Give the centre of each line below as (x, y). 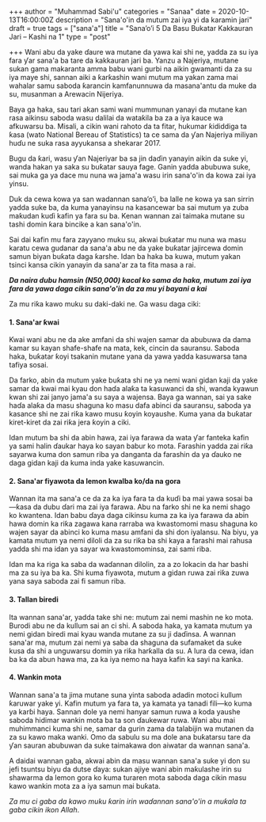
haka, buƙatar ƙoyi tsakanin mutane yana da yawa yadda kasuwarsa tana (128, 356)
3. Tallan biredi (34, 599)
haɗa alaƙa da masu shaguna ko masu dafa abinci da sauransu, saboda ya (130, 405)
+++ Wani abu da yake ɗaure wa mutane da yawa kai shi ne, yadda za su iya (134, 52)
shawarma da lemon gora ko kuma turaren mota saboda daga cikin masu (128, 777)
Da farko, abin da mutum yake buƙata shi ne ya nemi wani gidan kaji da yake (133, 380)
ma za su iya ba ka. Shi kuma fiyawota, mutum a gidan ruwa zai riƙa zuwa (129, 573)
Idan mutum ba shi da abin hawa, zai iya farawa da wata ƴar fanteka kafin (129, 438)
